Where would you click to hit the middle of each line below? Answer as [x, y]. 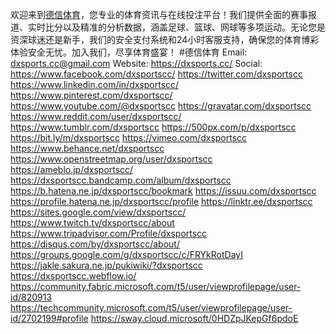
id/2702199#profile [49, 318]
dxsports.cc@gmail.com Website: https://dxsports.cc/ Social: [136, 63]
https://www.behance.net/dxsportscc [87, 148]
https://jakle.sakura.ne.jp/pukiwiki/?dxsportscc [106, 265]
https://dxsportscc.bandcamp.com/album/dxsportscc [121, 180]
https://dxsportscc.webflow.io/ [73, 276]
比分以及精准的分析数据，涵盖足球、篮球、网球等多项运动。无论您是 [185, 27]
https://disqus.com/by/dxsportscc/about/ [95, 244]
